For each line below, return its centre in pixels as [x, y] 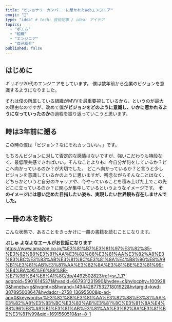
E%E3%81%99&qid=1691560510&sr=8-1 [48, 314]
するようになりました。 [34, 90]
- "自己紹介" [22, 44]
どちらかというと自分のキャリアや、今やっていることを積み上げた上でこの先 [86, 182]
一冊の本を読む [29, 219]
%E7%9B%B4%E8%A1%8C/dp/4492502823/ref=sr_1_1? [65, 276]
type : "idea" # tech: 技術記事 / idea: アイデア [55, 20]
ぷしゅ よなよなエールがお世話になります [49, 243]
